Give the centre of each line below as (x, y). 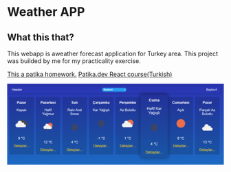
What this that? (41, 37)
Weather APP (46, 12)
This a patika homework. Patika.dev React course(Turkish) (90, 74)
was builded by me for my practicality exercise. (74, 61)
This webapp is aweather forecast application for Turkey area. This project (113, 53)
